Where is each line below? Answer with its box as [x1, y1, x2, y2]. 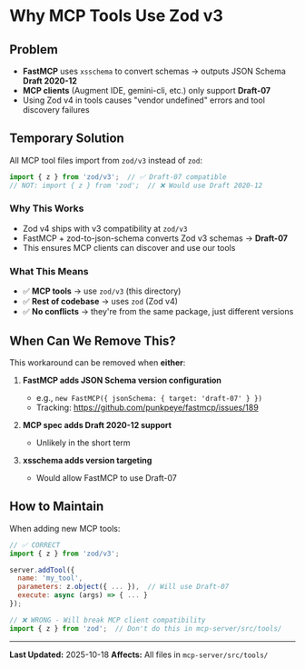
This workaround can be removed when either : [9, 356, 186, 368]
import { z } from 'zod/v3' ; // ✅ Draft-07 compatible [9, 172, 227, 182]
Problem [9, 42, 59, 57]
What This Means [9, 265, 89, 277]
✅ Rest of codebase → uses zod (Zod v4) [22, 296, 179, 307]
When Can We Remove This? [9, 333, 177, 348]
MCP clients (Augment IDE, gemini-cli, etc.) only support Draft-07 [22, 85, 271, 95]
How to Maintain [9, 499, 104, 514]
